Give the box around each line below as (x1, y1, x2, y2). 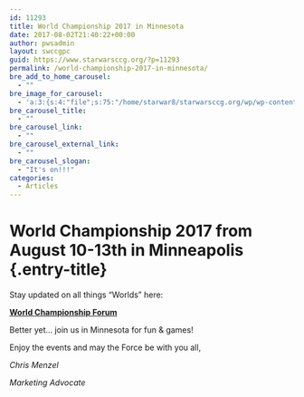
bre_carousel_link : (9, 123, 83, 132)
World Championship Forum (9, 307, 118, 318)
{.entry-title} (9, 259, 108, 280)
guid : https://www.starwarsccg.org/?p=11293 (9, 55, 180, 64)
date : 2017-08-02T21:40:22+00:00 (9, 30, 136, 39)
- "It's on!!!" (17, 165, 75, 174)
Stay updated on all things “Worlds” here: (9, 289, 164, 300)
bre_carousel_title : (9, 106, 88, 115)
